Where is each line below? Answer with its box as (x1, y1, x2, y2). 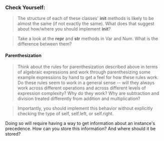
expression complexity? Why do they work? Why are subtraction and (17, 90, 159, 96)
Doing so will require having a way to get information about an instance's (5, 120, 155, 126)
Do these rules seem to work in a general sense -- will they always (17, 79, 155, 85)
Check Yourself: (5, 4, 45, 11)
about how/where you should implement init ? (17, 26, 111, 32)
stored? (5, 130, 21, 136)
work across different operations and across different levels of (17, 84, 146, 91)
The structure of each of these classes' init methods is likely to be (17, 15, 154, 21)
